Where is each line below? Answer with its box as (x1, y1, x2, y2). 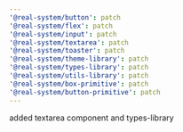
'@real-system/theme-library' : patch (9, 54, 149, 63)
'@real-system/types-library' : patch (9, 63, 149, 72)
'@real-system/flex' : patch (9, 21, 114, 30)
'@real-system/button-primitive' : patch (9, 87, 162, 96)
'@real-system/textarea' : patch (9, 37, 129, 47)
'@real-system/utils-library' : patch (9, 71, 149, 80)
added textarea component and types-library (9, 112, 175, 123)
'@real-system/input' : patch (9, 29, 117, 38)
